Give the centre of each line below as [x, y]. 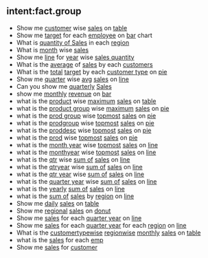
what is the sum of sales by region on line [75, 196]
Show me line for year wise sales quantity [75, 57]
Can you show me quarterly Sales [64, 86]
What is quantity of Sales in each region [73, 42]
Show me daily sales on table [58, 203]
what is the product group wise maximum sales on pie [93, 108]
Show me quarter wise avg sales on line [73, 79]
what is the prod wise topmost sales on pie [77, 138]
